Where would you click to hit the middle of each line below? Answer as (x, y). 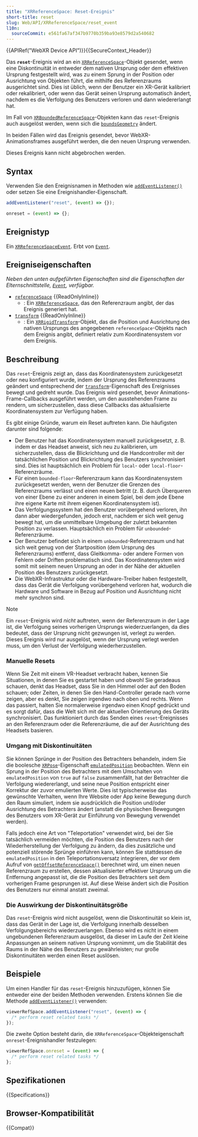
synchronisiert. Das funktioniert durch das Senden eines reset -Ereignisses (97, 718)
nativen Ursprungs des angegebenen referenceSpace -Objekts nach (105, 328)
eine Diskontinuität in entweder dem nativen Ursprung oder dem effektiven (97, 68)
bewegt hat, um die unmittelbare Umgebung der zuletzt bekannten (96, 522)
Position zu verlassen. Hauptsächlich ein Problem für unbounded (92, 529)
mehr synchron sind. (40, 597)
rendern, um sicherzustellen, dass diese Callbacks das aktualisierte (88, 405)
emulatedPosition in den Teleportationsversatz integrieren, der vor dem (93, 858)
